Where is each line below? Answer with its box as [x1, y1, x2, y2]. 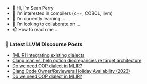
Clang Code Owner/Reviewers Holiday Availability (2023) [12, 68, 130, 74]
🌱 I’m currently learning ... [12, 16, 66, 21]
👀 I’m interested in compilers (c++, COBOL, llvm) [12, 10, 113, 16]
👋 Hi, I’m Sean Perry [12, 5, 54, 11]
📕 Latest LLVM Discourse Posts [5, 41, 83, 48]
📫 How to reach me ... [12, 27, 59, 32]
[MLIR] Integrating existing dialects [12, 52, 85, 58]
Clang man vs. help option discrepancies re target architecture [12, 58, 142, 64]
